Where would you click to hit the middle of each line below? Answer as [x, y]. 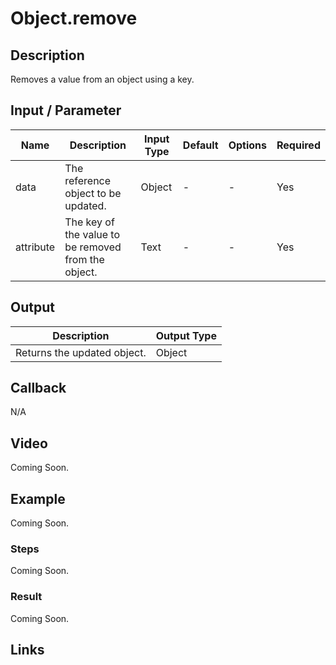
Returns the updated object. [81, 352]
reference [88, 180]
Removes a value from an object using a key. [102, 79]
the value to [92, 234]
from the [84, 259]
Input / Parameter [66, 110]
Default [200, 145]
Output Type [186, 335]
